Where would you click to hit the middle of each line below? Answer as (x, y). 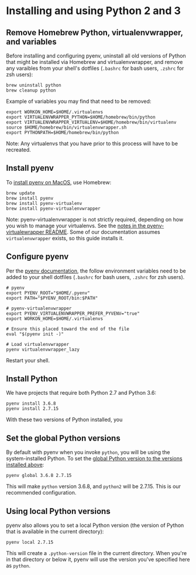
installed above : (25, 465)
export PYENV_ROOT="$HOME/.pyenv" (48, 293)
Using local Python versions (58, 511)
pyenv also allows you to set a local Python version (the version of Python (95, 525)
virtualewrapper (25, 232)
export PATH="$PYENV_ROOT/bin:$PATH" (52, 298)
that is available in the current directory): (55, 532)
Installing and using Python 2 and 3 (94, 11)
